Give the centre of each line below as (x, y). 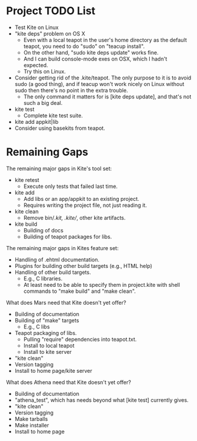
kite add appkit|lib (37, 122)
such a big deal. (43, 103)
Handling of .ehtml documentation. (57, 260)
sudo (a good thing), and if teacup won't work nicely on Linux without (99, 84)
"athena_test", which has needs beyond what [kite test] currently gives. (101, 400)
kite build (26, 224)
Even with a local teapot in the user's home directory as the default (105, 40)
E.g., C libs (37, 327)
